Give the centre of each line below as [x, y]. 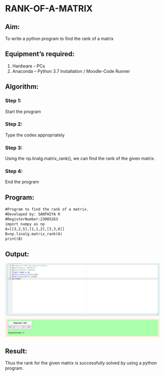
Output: [17, 254]
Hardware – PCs [28, 66]
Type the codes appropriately [35, 135]
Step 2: [14, 124]
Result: [16, 351]
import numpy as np [25, 224]
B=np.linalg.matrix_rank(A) [34, 234]
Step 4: [14, 171]
